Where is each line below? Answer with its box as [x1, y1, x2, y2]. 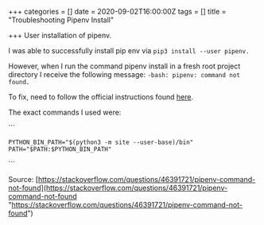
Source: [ [8, 175, 38, 184]
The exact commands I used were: [8, 107, 122, 117]
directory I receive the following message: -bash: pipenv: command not [8, 70, 241, 79]
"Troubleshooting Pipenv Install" [8, 15, 114, 25]
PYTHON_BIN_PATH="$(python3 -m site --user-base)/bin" [8, 138, 194, 146]
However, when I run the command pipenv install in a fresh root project [8, 61, 241, 71]
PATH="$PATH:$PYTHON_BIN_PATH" [8, 145, 112, 153]
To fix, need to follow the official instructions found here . [8, 92, 194, 102]
